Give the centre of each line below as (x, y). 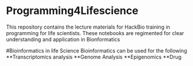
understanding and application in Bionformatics (63, 39)
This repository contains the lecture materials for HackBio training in (88, 27)
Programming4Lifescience (72, 11)
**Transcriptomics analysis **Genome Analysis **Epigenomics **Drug (94, 57)
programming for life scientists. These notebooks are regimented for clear (95, 33)
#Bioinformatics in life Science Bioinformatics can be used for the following (96, 50)
